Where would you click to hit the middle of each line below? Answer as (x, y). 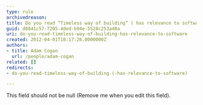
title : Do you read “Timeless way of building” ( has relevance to (93, 23)
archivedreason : (27, 17)
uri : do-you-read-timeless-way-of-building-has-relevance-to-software (97, 34)
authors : (17, 46)
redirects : (20, 67)
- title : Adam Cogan (32, 51)
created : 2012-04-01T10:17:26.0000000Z (56, 40)
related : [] (21, 62)
